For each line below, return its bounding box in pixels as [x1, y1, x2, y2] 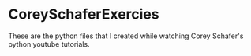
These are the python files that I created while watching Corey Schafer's [8, 31, 244, 40]
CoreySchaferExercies [8, 5, 159, 23]
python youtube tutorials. [8, 39, 90, 48]
